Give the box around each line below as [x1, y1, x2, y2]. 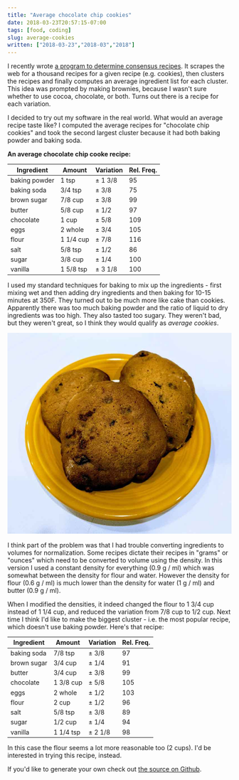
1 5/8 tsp [60, 265, 87, 274]
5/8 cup [60, 205, 84, 214]
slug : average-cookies [7, 34, 75, 41]
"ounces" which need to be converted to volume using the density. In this [7, 555, 223, 565]
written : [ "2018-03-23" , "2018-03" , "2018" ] [7, 41, 135, 49]
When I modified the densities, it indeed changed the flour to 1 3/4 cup [7, 599, 215, 608]
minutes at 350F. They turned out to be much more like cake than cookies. [7, 296, 225, 304]
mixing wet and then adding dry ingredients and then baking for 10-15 [7, 288, 211, 296]
